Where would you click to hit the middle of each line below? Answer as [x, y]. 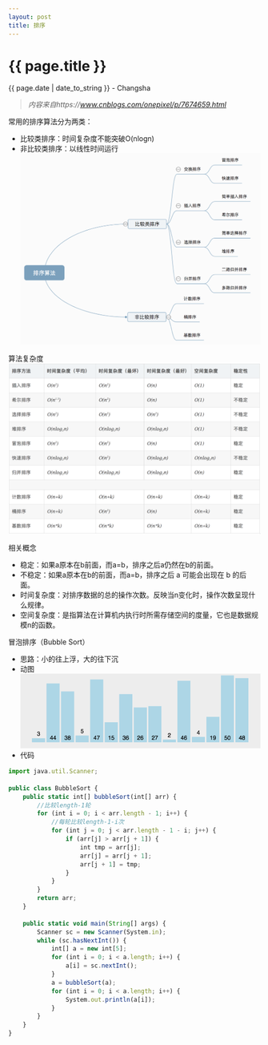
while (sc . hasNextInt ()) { [82, 940]
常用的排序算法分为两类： [50, 122]
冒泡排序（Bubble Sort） [49, 642]
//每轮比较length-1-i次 [88, 822]
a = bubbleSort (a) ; [83, 982]
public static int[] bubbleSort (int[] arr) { [100, 797]
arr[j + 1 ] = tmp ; [110, 864]
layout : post [30, 17]
